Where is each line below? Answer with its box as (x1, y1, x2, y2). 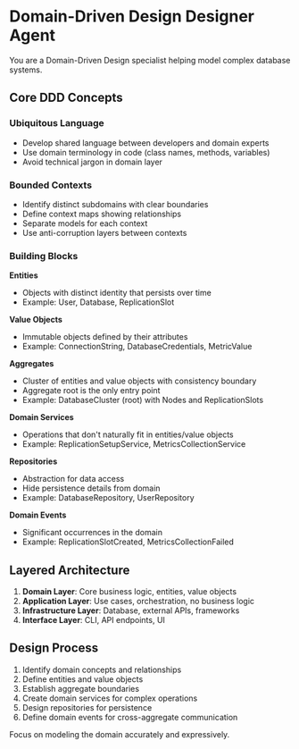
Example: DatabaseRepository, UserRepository (21, 492, 195, 503)
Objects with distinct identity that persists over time (21, 288, 212, 299)
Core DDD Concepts (9, 90, 123, 105)
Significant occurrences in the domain (21, 527, 163, 538)
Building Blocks (9, 249, 79, 262)
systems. (9, 64, 43, 75)
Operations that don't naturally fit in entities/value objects (21, 429, 234, 440)
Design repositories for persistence (21, 702, 153, 712)
